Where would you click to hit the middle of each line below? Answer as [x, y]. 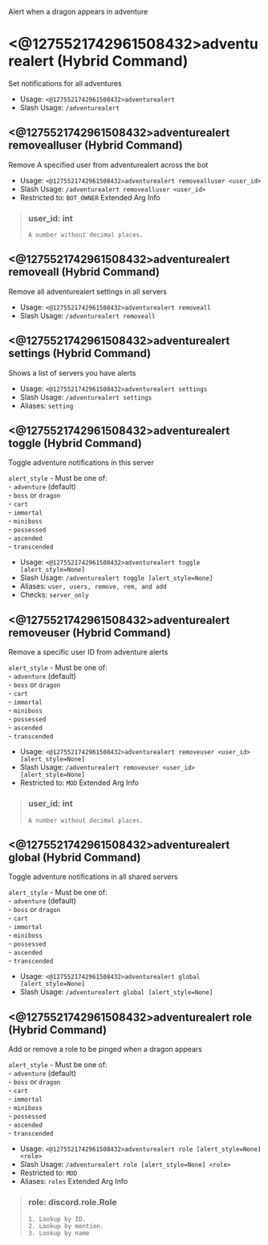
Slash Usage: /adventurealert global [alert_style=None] [116, 992]
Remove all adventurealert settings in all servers [87, 291]
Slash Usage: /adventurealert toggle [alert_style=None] [116, 577]
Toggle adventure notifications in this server [81, 462]
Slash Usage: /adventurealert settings [86, 397]
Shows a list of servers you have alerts [72, 372]
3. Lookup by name [59, 1233]
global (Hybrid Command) [75, 857]
